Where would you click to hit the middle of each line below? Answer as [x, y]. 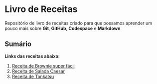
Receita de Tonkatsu [33, 76]
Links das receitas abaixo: [32, 56]
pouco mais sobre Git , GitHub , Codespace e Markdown [63, 28]
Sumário [18, 44]
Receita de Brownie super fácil [43, 65]
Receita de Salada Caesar [38, 71]
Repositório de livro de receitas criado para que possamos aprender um [78, 23]
